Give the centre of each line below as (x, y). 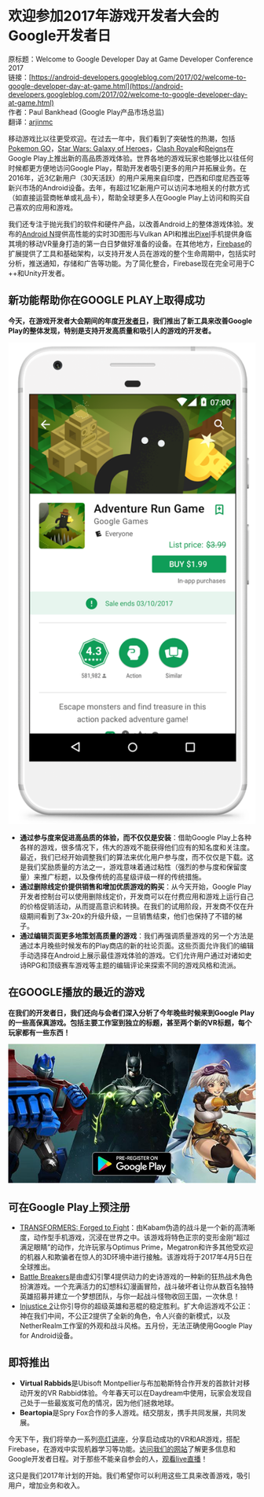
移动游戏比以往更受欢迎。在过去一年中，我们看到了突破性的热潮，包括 (122, 138)
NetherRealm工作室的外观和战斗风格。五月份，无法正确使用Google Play (136, 1326)
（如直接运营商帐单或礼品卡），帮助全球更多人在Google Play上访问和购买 (126, 197)
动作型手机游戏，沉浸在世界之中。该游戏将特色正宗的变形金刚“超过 (141, 1238)
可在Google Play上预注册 (69, 1207)
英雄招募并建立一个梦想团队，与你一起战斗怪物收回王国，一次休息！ (130, 1297)
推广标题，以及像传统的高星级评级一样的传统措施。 (123, 876)
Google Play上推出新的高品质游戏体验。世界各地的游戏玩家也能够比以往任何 (131, 158)
